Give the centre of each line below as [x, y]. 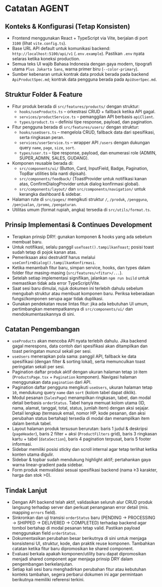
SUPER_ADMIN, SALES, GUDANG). [54, 158]
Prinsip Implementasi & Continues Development [79, 225]
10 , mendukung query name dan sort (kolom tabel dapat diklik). [74, 393]
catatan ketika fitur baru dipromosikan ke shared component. [73, 549]
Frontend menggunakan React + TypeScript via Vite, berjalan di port [80, 38]
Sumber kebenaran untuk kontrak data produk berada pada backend [80, 74]
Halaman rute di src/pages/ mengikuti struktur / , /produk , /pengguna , [80, 199]
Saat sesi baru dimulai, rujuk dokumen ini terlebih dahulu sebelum [78, 288]
